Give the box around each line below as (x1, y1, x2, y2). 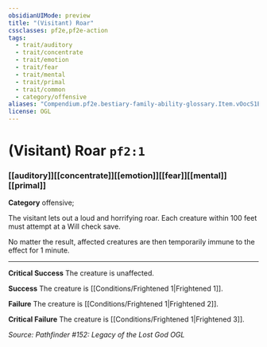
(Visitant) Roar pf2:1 (8, 142, 145, 160)
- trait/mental (15, 71, 66, 79)
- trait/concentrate (15, 48, 83, 56)
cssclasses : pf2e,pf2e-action (8, 26, 109, 34)
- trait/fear (15, 64, 59, 71)
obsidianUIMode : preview (8, 11, 91, 20)
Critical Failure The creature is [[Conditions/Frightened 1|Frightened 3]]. (8, 314, 245, 324)
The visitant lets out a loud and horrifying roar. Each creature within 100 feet (8, 214, 257, 223)
